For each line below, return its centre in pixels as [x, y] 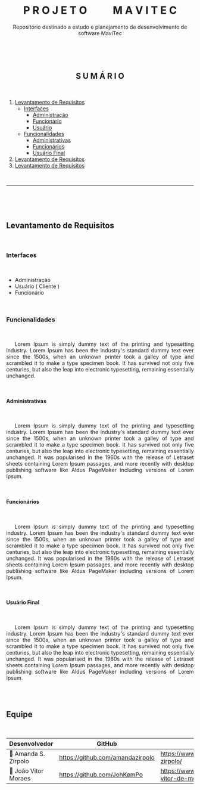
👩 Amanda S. [27, 754]
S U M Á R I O [100, 76]
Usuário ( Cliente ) [37, 286]
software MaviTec [100, 33]
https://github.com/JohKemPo [101, 774]
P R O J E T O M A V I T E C [100, 10]
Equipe [19, 715]
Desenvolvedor [31, 743]
